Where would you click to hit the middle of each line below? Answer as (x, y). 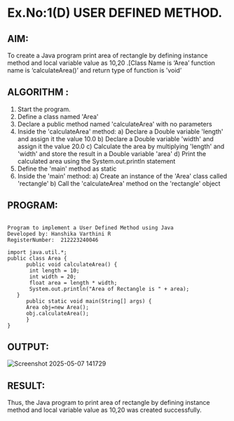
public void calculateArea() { (71, 264)
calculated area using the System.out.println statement (96, 161)
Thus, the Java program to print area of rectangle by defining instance (109, 403)
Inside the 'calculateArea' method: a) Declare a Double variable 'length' (120, 131)
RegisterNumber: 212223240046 (53, 240)
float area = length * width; (73, 283)
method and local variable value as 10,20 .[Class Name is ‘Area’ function (111, 63)
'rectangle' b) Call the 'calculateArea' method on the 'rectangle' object (119, 183)
